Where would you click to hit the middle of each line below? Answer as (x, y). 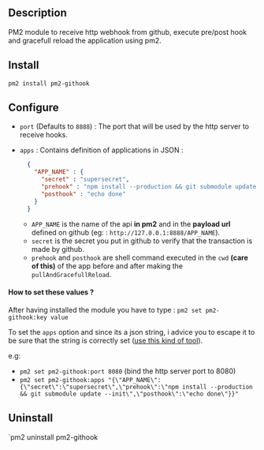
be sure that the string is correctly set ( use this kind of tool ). (106, 340)
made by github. (58, 249)
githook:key (28, 317)
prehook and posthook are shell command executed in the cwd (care (139, 257)
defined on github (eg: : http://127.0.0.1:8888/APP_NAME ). (126, 232)
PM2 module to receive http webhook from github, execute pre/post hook (127, 32)
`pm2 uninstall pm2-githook (53, 437)
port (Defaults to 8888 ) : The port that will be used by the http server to (134, 126)
